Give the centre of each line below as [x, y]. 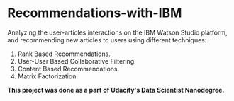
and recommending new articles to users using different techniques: [107, 40]
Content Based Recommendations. [68, 69]
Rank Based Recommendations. [64, 54]
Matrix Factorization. [48, 76]
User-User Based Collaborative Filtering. [77, 61]
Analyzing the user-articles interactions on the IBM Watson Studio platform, [118, 32]
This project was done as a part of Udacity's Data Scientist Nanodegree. [116, 90]
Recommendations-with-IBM [95, 13]
